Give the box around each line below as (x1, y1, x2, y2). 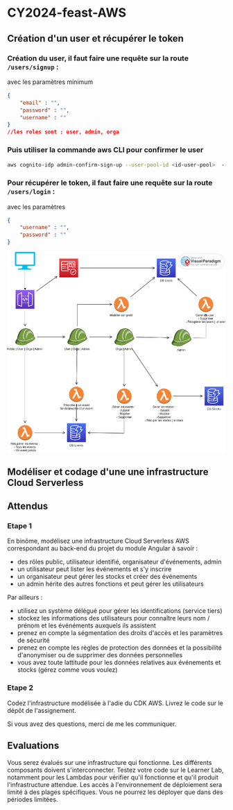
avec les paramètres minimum (7, 78, 94, 86)
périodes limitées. (7, 795, 58, 803)
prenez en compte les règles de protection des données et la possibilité (17, 643, 222, 652)
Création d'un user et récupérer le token (7, 33, 184, 44)
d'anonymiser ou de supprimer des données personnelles (17, 651, 183, 659)
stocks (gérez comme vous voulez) (17, 666, 118, 674)
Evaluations (7, 740, 60, 752)
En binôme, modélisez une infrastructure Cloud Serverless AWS (7, 537, 189, 546)
